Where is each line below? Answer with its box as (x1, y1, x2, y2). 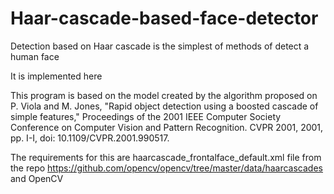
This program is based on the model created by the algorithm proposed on (10, 89, 318, 101)
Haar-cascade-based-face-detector (10, 7, 319, 30)
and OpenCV (10, 172, 64, 184)
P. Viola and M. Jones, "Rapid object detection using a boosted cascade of (10, 100, 319, 112)
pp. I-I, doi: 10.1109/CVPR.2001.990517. (10, 132, 170, 144)
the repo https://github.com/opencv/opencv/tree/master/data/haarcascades (10, 162, 323, 174)
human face (10, 50, 60, 62)
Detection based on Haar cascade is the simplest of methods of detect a (10, 40, 310, 52)
